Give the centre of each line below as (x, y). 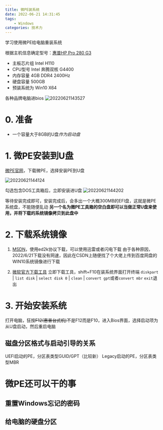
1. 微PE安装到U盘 (39, 156)
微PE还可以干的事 (41, 384)
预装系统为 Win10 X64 (34, 88)
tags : (11, 19)
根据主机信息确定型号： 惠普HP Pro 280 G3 (48, 53)
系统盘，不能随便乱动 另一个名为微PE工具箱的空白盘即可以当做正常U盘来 (79, 207)
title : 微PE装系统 (23, 10)
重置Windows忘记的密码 (42, 403)
